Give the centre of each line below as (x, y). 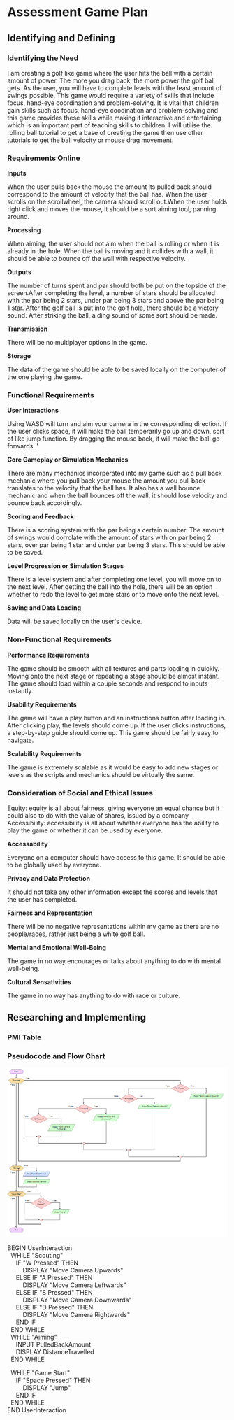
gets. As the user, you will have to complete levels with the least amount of (115, 87)
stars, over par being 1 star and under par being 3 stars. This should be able (116, 545)
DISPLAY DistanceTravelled (55, 1352)
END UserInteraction (37, 1410)
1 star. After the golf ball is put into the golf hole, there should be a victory (113, 308)
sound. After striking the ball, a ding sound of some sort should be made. (112, 315)
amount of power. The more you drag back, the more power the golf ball (111, 80)
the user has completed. (42, 900)
